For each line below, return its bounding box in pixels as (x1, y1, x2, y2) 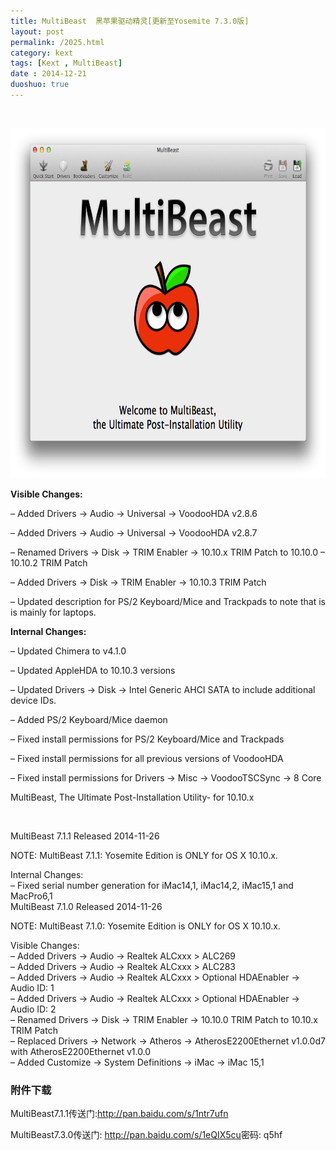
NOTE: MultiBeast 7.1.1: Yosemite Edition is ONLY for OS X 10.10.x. (10, 849, 278, 861)
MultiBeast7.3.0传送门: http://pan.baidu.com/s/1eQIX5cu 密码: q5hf (10, 1129, 283, 1141)
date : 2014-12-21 (10, 69, 87, 79)
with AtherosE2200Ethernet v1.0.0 (10, 1045, 152, 1057)
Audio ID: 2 (10, 1003, 57, 1015)
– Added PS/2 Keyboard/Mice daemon (10, 713, 168, 725)
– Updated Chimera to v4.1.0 (10, 645, 127, 657)
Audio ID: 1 (10, 981, 55, 994)
